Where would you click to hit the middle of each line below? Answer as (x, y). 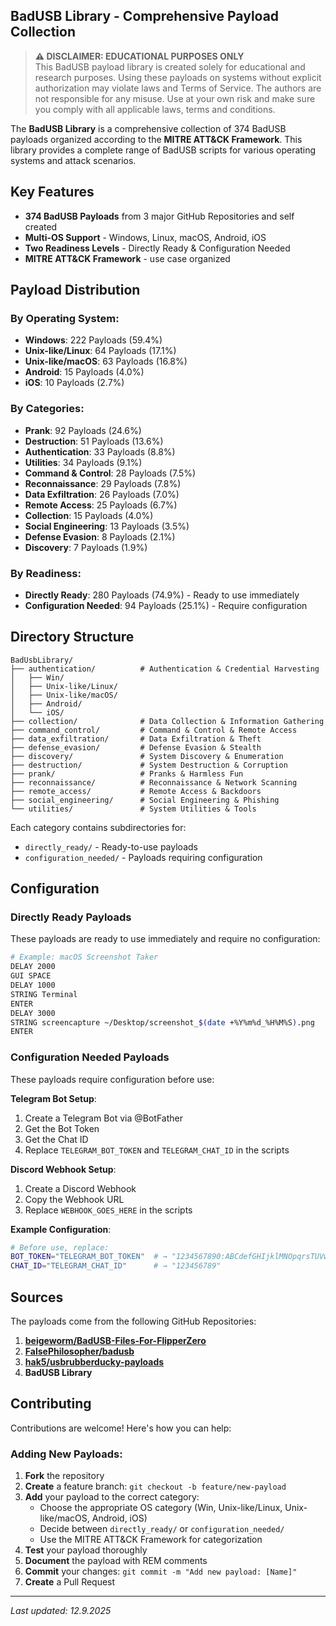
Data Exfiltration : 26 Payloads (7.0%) (102, 494)
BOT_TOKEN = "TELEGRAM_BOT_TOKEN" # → (89, 1257)
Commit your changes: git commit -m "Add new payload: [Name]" (161, 1571)
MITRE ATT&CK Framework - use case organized (127, 258)
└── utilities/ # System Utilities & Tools (133, 809)
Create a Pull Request (70, 1582)
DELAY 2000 (33, 967)
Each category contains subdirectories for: (98, 827)
